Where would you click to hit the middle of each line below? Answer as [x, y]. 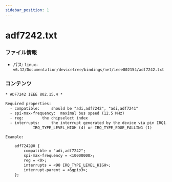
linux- [31, 65]
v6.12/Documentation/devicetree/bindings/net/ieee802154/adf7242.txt [89, 70]
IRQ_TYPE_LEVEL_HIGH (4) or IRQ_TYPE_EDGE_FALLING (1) [92, 128]
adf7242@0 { [27, 146]
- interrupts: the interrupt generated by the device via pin [82, 123]
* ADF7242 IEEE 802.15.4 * [34, 95]
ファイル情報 [21, 52]
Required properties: [28, 104]
